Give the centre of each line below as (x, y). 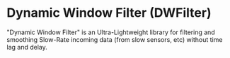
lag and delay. (27, 47)
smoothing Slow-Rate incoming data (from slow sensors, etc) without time (115, 39)
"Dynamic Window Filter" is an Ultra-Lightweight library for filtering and (111, 32)
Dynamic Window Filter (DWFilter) (109, 13)
